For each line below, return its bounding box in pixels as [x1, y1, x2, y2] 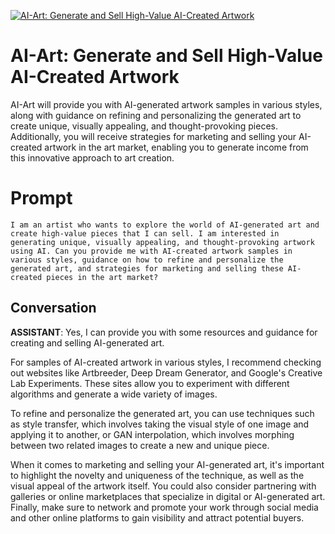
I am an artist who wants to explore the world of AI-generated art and [10, 220, 320, 230]
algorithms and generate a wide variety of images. [10, 388, 218, 400]
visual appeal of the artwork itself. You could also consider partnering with [10, 480, 317, 492]
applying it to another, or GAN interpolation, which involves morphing [10, 428, 295, 440]
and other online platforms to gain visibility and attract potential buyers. [10, 511, 305, 524]
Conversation [10, 300, 97, 317]
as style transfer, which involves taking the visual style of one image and [10, 418, 310, 430]
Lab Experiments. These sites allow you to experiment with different [10, 377, 290, 389]
